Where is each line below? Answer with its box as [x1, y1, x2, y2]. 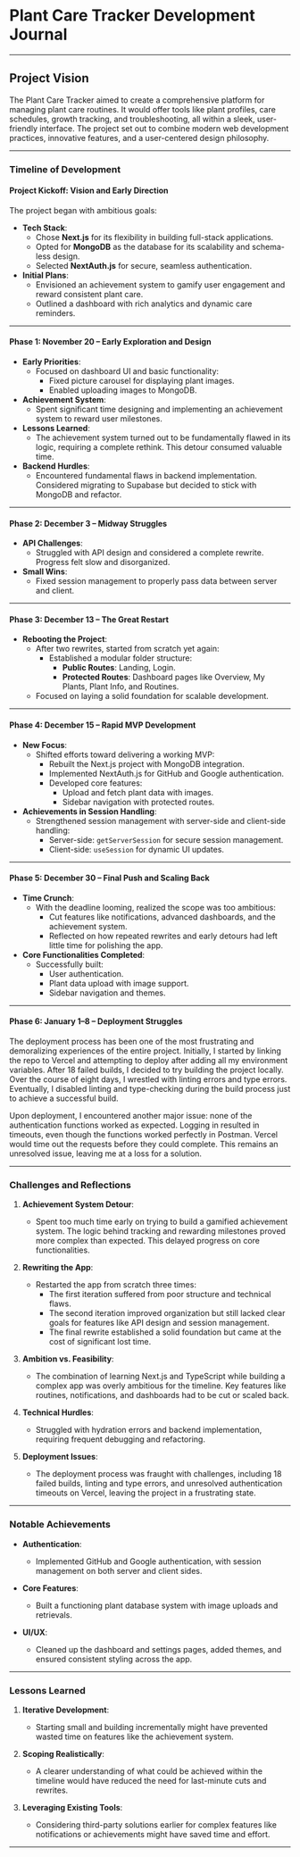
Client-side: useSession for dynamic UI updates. [48, 844, 225, 854]
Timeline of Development [9, 162, 121, 175]
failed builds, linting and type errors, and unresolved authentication [35, 1478, 283, 1489]
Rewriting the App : [21, 1262, 94, 1273]
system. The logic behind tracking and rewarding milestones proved [35, 1226, 286, 1237]
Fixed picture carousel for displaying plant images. [48, 376, 235, 387]
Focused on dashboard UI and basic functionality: [35, 366, 220, 377]
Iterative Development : [21, 1704, 110, 1715]
